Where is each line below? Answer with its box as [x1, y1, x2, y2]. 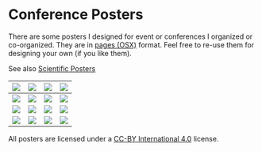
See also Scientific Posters [8, 63, 96, 73]
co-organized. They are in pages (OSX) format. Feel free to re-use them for [8, 40, 255, 49]
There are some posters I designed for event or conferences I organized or [8, 32, 253, 41]
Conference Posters [8, 6, 144, 24]
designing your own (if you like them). [8, 48, 133, 58]
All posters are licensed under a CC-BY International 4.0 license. [8, 134, 219, 143]
